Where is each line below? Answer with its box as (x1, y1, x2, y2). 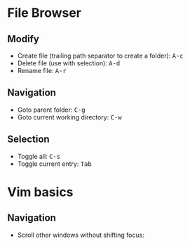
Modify (7, 33, 40, 45)
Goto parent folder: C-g (17, 105, 86, 114)
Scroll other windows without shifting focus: (17, 231, 145, 239)
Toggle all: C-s (17, 152, 61, 160)
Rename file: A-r (17, 67, 67, 75)
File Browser (7, 5, 82, 21)
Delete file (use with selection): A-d (17, 59, 121, 67)
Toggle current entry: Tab (17, 160, 93, 168)
